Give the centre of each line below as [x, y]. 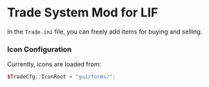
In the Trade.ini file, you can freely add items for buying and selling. [105, 32]
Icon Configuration [39, 49]
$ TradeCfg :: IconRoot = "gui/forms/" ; [62, 77]
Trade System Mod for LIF [83, 13]
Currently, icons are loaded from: [54, 64]
